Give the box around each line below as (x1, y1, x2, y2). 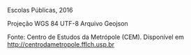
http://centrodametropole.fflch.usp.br (7, 40, 115, 48)
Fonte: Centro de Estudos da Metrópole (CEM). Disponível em (7, 33, 185, 41)
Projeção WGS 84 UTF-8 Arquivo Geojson (7, 19, 129, 27)
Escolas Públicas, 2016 (7, 6, 73, 14)
